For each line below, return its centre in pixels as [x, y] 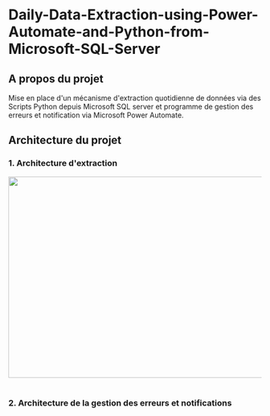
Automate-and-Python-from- [109, 32]
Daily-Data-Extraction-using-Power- [133, 15]
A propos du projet [56, 78]
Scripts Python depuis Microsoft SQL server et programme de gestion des [131, 107]
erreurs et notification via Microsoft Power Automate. [96, 115]
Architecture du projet [65, 140]
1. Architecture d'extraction [63, 163]
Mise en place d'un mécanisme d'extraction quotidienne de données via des [135, 98]
